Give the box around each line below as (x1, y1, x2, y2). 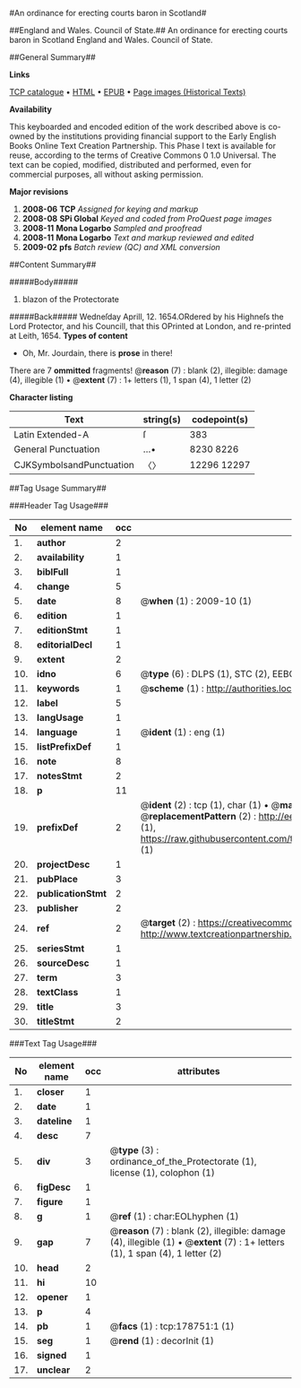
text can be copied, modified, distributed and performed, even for (9, 160, 253, 169)
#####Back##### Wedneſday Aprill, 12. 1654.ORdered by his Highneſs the (9, 311, 284, 322)
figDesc (37, 1181, 72, 1193)
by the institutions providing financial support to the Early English (36, 131, 277, 142)
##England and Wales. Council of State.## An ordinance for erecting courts (9, 25, 288, 35)
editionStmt (37, 624, 88, 636)
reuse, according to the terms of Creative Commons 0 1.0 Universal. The (9, 150, 277, 160)
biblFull (37, 566, 69, 577)
